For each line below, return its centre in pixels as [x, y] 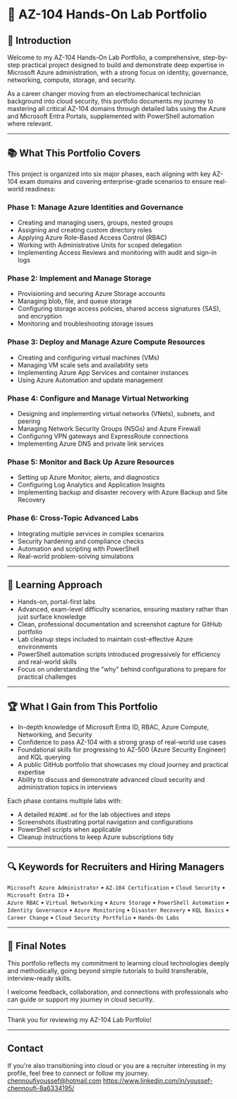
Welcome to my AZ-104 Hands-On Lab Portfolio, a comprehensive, [104, 57]
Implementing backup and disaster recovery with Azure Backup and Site [122, 492]
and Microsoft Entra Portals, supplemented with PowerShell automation [111, 116]
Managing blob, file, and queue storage [75, 301]
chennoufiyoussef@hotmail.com [54, 1081]
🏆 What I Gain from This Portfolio [83, 707]
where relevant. [30, 124]
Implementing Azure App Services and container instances [103, 372]
